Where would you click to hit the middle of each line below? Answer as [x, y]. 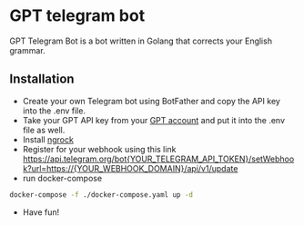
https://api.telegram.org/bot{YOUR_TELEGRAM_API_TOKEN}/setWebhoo [158, 159]
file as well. [44, 130]
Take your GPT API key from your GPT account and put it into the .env [153, 120]
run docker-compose [62, 178]
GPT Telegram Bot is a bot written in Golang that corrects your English [141, 41]
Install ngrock [48, 139]
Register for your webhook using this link [99, 149]
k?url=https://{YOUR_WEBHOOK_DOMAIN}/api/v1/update [130, 168]
